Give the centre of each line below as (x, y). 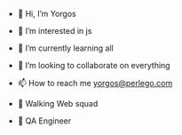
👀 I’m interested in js (55, 31)
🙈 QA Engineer (44, 121)
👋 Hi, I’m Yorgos (47, 14)
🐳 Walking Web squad (58, 103)
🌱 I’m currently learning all (65, 48)
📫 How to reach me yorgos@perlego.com (95, 83)
